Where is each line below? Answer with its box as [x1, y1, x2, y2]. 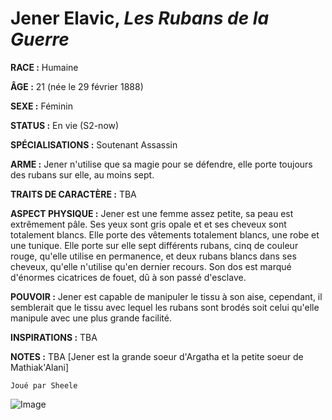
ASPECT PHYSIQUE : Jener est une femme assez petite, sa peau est [10, 207, 294, 219]
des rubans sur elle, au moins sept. [10, 168, 155, 181]
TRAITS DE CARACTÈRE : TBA [10, 188, 137, 200]
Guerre [10, 28, 70, 51]
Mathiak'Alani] [10, 361, 70, 373]
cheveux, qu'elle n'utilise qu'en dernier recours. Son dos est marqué [10, 260, 292, 272]
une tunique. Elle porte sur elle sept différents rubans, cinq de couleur [10, 239, 299, 251]
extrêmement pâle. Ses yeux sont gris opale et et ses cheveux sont [10, 218, 287, 230]
